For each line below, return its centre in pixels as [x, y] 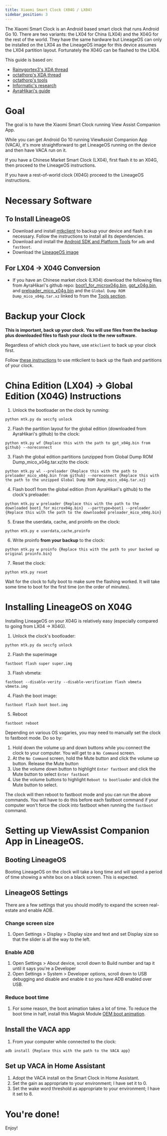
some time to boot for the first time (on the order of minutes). [68, 587]
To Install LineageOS [38, 219]
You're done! [32, 1114]
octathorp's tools [30, 80]
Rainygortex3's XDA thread [40, 69]
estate [12, 910]
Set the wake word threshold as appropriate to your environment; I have [86, 1088]
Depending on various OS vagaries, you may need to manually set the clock [83, 733]
